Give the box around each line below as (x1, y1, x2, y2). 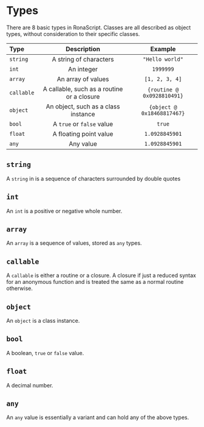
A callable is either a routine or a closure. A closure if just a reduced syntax (6, 272, 196, 279)
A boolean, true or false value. (6, 349, 84, 356)
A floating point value (52, 129, 114, 138)
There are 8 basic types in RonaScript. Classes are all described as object (6, 24, 191, 31)
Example (150, 44, 176, 53)
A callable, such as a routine (42, 85, 123, 93)
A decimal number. (6, 381, 53, 389)
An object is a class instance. (6, 317, 80, 324)
